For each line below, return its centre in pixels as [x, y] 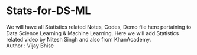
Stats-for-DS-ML [49, 11]
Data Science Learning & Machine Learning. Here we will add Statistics [93, 33]
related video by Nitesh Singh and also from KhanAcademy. [79, 39]
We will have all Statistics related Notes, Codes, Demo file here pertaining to [99, 27]
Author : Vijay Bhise [30, 46]
